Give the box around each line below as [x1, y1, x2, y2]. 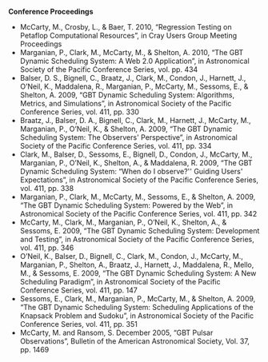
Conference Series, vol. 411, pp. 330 [19, 107, 140, 117]
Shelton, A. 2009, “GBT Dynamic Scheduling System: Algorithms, [19, 90, 234, 99]
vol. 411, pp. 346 [19, 243, 74, 253]
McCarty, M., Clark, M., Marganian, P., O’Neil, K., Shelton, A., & [19, 217, 227, 227]
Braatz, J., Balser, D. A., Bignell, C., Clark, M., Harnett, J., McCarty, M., [19, 116, 251, 125]
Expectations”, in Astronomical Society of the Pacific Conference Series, [19, 175, 258, 185]
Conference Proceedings [8, 7, 94, 16]
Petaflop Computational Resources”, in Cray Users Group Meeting [19, 31, 238, 40]
